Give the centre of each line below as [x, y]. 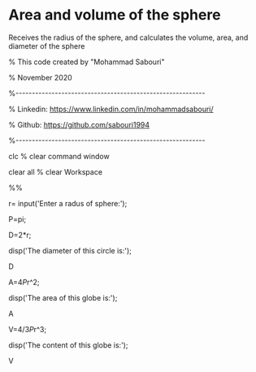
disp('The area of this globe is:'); [63, 297]
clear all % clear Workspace [56, 171]
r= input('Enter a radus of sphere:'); [68, 203]
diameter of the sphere [47, 45]
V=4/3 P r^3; [28, 329]
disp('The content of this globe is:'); [68, 345]
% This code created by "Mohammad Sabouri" [87, 62]
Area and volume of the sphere [115, 15]
